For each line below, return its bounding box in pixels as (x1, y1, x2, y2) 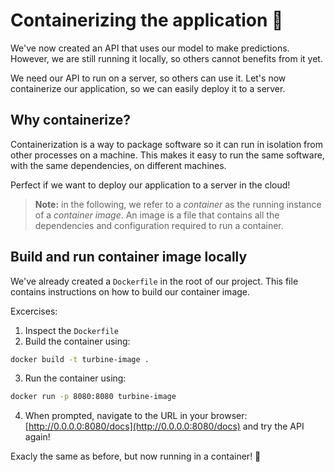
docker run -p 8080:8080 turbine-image (10, 392, 177, 402)
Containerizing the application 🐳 (10, 9, 284, 32)
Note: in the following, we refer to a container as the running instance (34, 198, 322, 210)
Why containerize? (10, 112, 131, 129)
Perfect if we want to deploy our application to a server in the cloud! (10, 179, 291, 191)
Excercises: (10, 305, 58, 317)
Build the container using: (24, 335, 131, 347)
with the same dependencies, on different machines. (10, 159, 227, 171)
